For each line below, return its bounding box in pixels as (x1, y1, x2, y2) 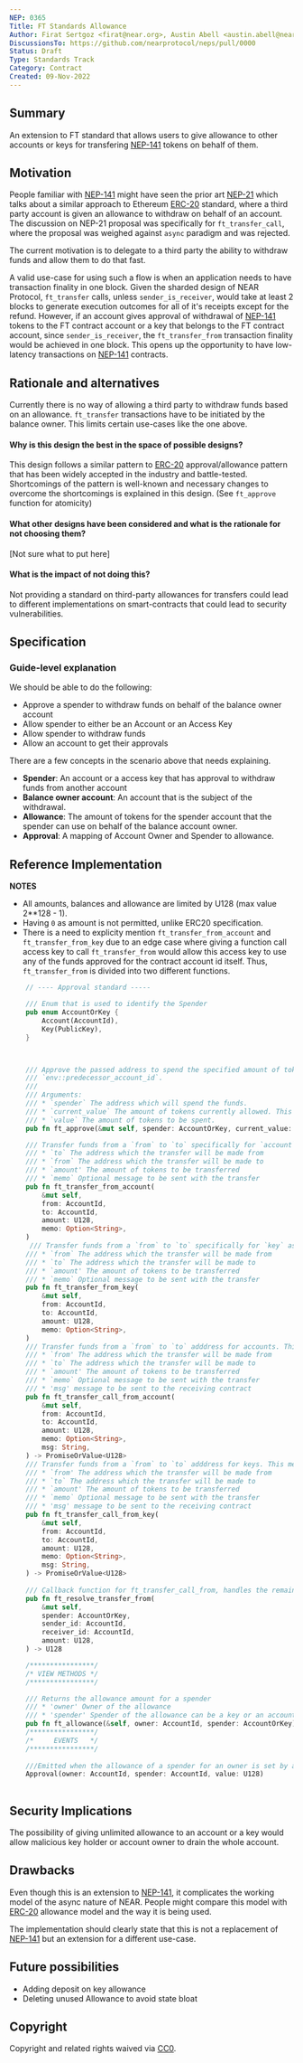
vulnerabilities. (9, 608, 64, 619)
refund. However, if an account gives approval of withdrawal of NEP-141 (9, 311, 277, 322)
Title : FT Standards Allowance (9, 22, 127, 31)
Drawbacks (9, 1863, 75, 1879)
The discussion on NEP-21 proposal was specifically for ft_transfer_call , (9, 218, 285, 229)
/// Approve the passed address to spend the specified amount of (25, 1065, 280, 1074)
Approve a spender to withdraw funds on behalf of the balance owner (22, 700, 282, 711)
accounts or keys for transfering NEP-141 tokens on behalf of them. (9, 139, 259, 150)
